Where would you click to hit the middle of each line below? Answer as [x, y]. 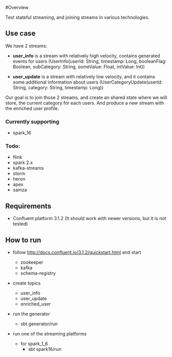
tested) [20, 224]
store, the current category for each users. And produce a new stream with [85, 103]
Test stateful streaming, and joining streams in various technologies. [78, 17]
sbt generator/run [39, 324]
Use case [21, 34]
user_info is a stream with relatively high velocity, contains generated [86, 55]
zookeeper [32, 262]
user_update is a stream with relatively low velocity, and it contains [84, 76]
